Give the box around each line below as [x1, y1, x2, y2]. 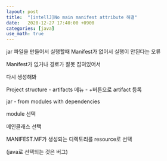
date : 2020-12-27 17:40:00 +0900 [6, 20, 95, 26]
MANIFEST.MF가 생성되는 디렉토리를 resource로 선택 [6, 135, 132, 143]
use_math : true [6, 31, 44, 37]
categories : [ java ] [6, 25, 55, 32]
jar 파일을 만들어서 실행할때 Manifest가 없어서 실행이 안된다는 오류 [6, 48, 161, 55]
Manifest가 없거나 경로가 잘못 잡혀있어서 [6, 61, 101, 68]
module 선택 [6, 110, 36, 117]
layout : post [6, 8, 39, 15]
